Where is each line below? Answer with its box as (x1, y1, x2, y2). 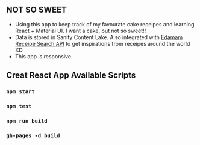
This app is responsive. (14, 52, 73, 60)
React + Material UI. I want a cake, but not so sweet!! (14, 27, 146, 34)
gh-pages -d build (6, 132, 60, 139)
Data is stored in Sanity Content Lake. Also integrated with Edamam (14, 33, 183, 41)
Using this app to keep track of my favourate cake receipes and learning (14, 20, 195, 28)
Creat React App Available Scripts (6, 70, 136, 81)
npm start (6, 88, 35, 95)
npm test (6, 103, 32, 110)
